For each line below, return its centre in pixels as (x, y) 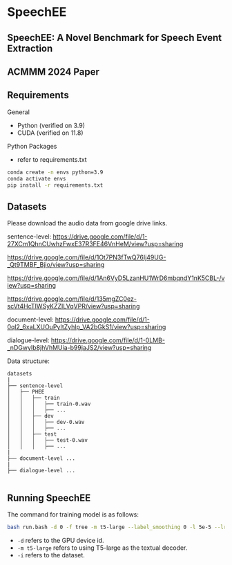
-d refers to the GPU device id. (61, 540)
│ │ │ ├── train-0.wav (49, 404)
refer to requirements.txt (52, 159)
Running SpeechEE (49, 498)
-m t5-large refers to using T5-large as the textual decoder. (102, 548)
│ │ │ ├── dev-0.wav (46, 423)
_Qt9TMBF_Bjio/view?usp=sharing (56, 265)
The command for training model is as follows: (73, 515)
